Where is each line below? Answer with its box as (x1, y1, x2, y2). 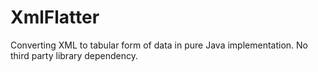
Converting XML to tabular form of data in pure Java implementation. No (10, 39, 308, 51)
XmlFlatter (10, 6, 100, 29)
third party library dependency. (10, 49, 139, 61)
